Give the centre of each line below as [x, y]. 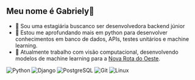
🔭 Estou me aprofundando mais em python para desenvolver [91, 32]
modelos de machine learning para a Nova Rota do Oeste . [87, 58]
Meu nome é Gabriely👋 [50, 11]
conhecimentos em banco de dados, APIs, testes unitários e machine [102, 39]
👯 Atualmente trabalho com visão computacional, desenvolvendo [97, 52]
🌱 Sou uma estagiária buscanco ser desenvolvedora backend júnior [100, 26]
